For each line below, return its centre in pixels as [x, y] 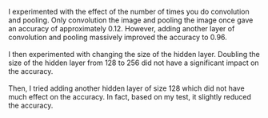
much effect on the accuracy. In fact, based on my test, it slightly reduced [130, 97]
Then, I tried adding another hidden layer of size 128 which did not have [127, 88]
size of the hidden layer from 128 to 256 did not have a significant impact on [134, 63]
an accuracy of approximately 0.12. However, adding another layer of [122, 28]
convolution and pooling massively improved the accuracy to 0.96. [118, 37]
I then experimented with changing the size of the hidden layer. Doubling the [134, 54]
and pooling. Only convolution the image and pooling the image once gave [131, 20]
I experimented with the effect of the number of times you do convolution [129, 12]
